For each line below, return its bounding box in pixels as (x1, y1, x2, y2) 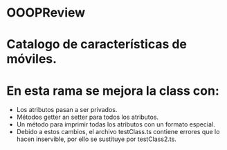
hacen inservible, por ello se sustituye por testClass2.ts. (16, 135, 177, 143)
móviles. (6, 51, 57, 67)
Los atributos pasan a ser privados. (16, 106, 118, 114)
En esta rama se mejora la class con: (6, 83, 219, 98)
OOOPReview (6, 5, 86, 21)
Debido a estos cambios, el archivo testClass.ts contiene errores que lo (16, 128, 220, 136)
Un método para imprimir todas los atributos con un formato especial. (16, 120, 215, 129)
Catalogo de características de (6, 37, 188, 53)
